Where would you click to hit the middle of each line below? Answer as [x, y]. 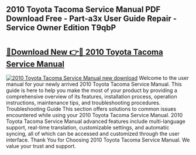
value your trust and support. [41, 146]
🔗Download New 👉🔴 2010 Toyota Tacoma [85, 52]
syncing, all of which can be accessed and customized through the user [93, 134]
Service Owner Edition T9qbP [61, 28]
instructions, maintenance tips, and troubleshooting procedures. [83, 103]
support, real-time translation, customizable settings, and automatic [88, 127]
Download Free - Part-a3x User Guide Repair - [92, 19]
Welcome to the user [164, 78]
